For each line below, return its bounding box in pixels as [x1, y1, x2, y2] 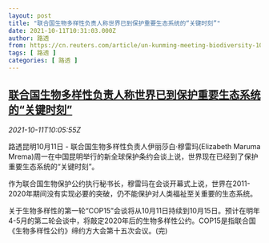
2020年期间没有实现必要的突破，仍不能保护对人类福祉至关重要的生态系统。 [8, 188, 258, 198]
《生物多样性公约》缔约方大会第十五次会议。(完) [8, 225, 168, 235]
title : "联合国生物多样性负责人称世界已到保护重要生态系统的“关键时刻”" [8, 19, 221, 27]
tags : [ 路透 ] [8, 49, 57, 57]
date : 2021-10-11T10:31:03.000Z [8, 26, 116, 34]
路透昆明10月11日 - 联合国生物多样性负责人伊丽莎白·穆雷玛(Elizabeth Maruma [8, 141, 261, 151]
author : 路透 [8, 34, 50, 43]
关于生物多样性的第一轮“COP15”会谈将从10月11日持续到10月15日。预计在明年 [8, 205, 260, 215]
